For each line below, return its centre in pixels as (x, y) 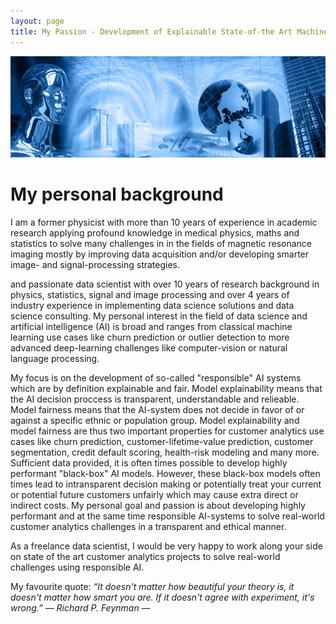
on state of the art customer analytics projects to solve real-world (145, 556)
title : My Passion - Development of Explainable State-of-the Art (151, 31)
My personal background (117, 194)
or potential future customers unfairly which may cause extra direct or (154, 494)
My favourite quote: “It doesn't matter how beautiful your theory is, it (152, 586)
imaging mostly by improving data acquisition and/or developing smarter (160, 254)
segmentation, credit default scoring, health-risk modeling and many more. (165, 452)
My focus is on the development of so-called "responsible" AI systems (156, 377)
